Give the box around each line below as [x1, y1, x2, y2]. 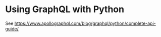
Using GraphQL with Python [5, 4, 125, 15]
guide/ [5, 25, 19, 31]
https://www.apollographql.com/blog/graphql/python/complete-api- [14, 20, 156, 26]
